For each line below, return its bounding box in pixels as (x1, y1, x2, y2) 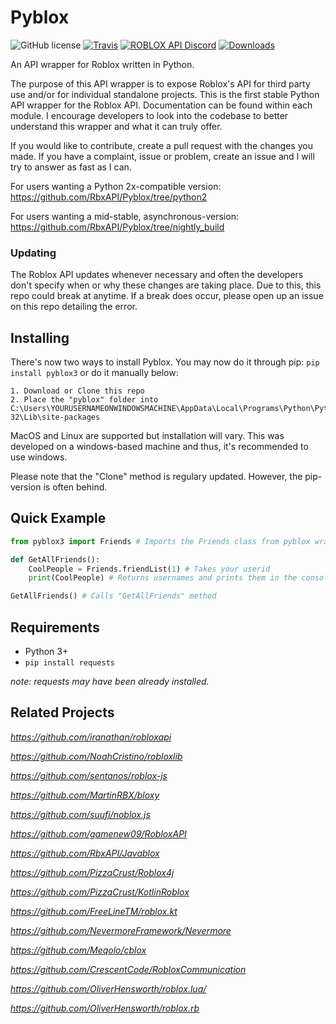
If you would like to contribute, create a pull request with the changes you (10, 139, 313, 151)
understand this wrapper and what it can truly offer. (10, 120, 223, 132)
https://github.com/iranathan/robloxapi (10, 731, 172, 743)
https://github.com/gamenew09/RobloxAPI (10, 827, 187, 840)
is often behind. (43, 481, 108, 493)
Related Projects (10, 704, 115, 721)
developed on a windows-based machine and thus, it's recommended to (10, 441, 309, 453)
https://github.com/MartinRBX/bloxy (10, 789, 160, 801)
